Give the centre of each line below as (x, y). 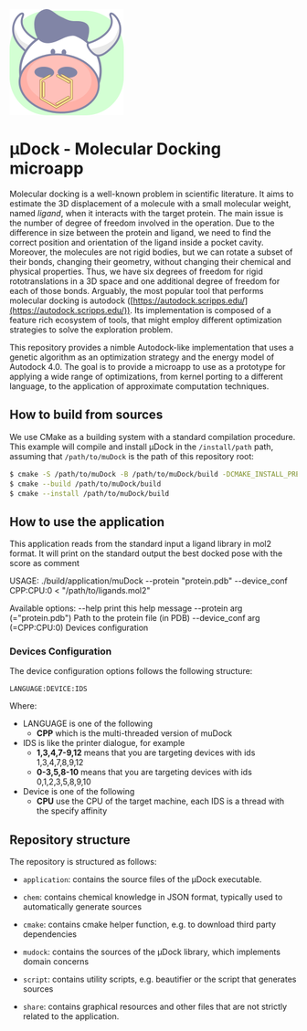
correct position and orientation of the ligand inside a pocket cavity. (137, 242)
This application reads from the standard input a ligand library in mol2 (141, 544)
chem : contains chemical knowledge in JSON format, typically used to (153, 897)
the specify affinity (72, 811)
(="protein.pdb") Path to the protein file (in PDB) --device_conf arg (135, 618)
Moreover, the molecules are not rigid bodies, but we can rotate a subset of (151, 252)
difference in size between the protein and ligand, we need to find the (140, 232)
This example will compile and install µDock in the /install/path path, (142, 447)
